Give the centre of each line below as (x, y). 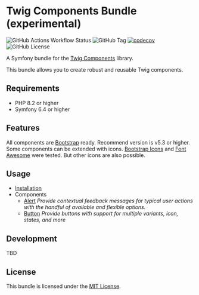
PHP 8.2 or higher (37, 103)
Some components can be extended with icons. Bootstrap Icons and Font (96, 149)
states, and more (45, 220)
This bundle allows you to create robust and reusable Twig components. (95, 69)
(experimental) (44, 24)
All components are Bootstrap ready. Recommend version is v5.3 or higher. (98, 142)
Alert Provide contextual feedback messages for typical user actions (108, 201)
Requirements (33, 89)
